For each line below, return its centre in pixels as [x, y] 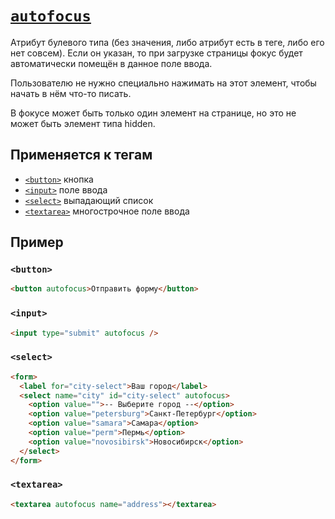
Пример [37, 242]
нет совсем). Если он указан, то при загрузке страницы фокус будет [156, 53]
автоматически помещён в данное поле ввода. [111, 63]
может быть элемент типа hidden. [83, 123]
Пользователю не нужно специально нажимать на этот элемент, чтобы [163, 83]
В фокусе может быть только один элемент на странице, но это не [153, 113]
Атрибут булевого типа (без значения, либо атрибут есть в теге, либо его [167, 42]
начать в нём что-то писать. [71, 93]
